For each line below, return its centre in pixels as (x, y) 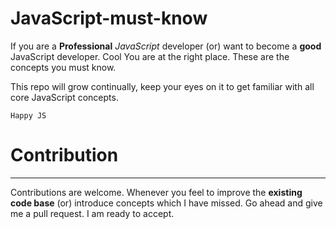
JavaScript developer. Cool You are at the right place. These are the (150, 56)
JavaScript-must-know (109, 18)
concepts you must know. (63, 67)
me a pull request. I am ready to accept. (92, 213)
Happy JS (28, 115)
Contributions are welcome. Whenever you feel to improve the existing (156, 192)
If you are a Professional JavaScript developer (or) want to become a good (166, 46)
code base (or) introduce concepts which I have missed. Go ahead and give (166, 203)
